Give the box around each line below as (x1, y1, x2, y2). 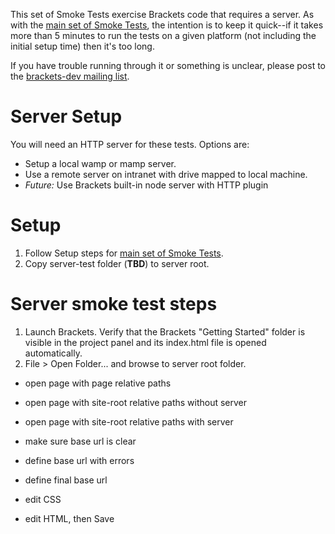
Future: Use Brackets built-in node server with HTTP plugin (24, 179, 269, 191)
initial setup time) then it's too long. (10, 40, 155, 52)
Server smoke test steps (10, 293, 218, 316)
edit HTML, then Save (24, 512, 115, 524)
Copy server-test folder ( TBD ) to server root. (24, 257, 210, 269)
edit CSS (24, 493, 62, 505)
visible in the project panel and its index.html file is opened (24, 336, 267, 348)
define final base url (24, 474, 108, 486)
